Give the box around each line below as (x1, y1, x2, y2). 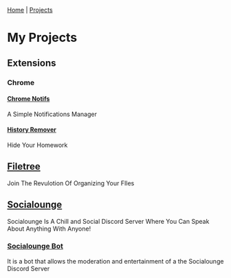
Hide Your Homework (7, 141, 68, 149)
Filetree (7, 161, 41, 172)
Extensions (7, 57, 56, 69)
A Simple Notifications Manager (7, 110, 98, 118)
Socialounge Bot (7, 242, 63, 251)
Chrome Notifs (7, 95, 50, 103)
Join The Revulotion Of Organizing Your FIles (7, 178, 135, 187)
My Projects (7, 30, 78, 45)
